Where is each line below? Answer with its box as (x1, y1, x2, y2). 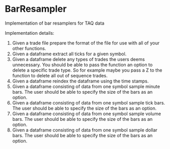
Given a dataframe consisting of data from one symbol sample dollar (12, 126, 158, 133)
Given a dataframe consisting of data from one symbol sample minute (12, 83, 160, 90)
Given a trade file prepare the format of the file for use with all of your (12, 39, 160, 46)
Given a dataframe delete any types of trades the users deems (12, 56, 145, 62)
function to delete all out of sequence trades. (12, 72, 108, 78)
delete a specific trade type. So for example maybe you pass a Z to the (12, 67, 162, 73)
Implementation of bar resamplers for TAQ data (5, 20, 105, 26)
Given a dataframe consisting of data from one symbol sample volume (12, 111, 161, 117)
